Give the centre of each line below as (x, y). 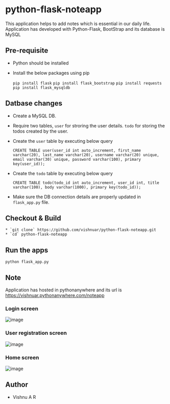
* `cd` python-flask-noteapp (36, 235)
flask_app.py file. (31, 202)
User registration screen (36, 333)
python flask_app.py (27, 262)
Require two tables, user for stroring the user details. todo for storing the (89, 125)
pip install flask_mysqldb (41, 88)
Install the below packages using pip (51, 73)
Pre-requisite (27, 50)
